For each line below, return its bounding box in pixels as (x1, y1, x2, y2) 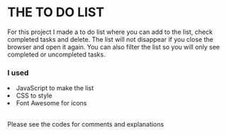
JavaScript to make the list (16, 84, 94, 93)
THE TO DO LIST (7, 4, 105, 20)
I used (7, 68, 29, 78)
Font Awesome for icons (16, 99, 87, 107)
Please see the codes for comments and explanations (7, 120, 165, 129)
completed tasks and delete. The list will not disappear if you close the (7, 35, 214, 43)
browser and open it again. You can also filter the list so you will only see (7, 42, 220, 51)
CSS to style (16, 91, 52, 100)
